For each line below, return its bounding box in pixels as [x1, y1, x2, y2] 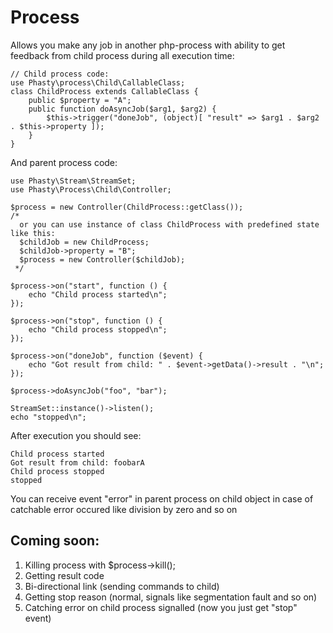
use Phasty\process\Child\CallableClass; [10, 77, 186, 88]
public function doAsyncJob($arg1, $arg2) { [28, 104, 217, 114]
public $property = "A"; [28, 95, 132, 105]
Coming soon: [10, 532, 100, 550]
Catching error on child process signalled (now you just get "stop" [24, 601, 298, 613]
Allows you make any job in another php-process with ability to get [10, 39, 286, 51]
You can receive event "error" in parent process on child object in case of [10, 492, 314, 505]
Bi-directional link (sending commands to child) [24, 580, 220, 592]
